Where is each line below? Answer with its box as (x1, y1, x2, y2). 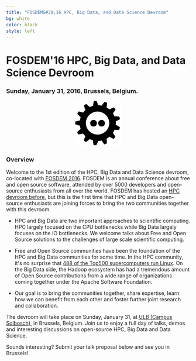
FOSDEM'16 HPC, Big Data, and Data (6, 54, 186, 67)
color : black (6, 22, 38, 27)
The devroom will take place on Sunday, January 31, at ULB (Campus (6, 314, 173, 321)
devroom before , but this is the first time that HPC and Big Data (6, 194, 159, 201)
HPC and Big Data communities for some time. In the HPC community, (14, 253, 184, 260)
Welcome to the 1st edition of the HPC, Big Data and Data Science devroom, (6, 169, 189, 176)
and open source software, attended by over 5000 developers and (6, 181, 167, 188)
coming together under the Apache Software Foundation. (14, 279, 153, 286)
